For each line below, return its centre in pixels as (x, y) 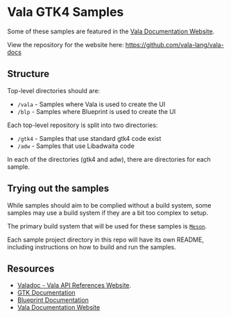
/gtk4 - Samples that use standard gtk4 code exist (89, 138)
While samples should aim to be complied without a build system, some (109, 205)
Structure (28, 74)
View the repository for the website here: (66, 44)
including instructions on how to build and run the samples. (92, 246)
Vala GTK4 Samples (66, 12)
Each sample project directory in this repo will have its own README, (106, 240)
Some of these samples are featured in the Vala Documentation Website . (111, 31)
